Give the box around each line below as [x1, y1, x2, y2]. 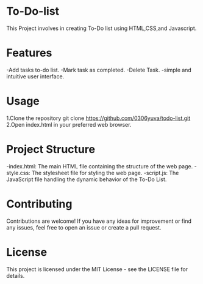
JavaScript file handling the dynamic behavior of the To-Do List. [6, 176, 167, 183]
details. [6, 272, 25, 279]
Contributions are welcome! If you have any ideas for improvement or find [6, 217, 192, 225]
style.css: [6, 169, 30, 176]
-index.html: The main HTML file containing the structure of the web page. [6, 162, 193, 170]
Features [6, 46, 52, 60]
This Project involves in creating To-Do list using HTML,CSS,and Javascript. [6, 24, 197, 32]
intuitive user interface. [6, 72, 65, 80]
